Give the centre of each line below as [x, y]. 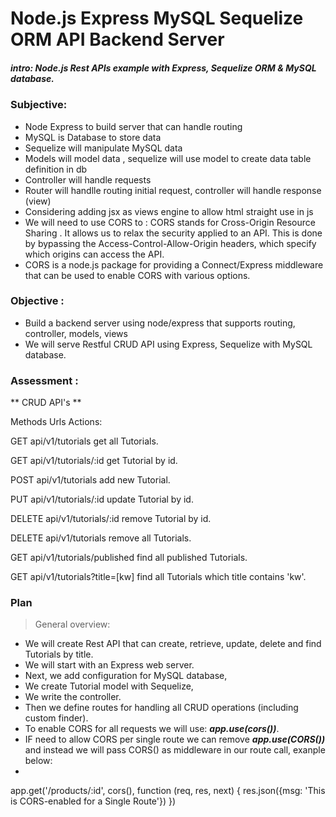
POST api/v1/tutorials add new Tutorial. [90, 480]
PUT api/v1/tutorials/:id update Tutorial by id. [102, 499]
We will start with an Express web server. [109, 665]
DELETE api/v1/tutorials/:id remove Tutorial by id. [111, 519]
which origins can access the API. [94, 254]
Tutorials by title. [59, 654]
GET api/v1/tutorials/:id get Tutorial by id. [94, 461]
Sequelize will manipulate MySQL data [103, 148]
